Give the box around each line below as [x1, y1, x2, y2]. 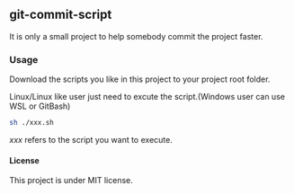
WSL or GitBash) [9, 101, 71, 111]
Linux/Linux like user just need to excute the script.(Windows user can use [9, 92, 286, 102]
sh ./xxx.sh [9, 119, 54, 128]
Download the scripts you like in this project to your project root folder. [9, 74, 271, 84]
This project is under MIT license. [9, 175, 133, 186]
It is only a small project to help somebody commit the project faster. [9, 31, 263, 41]
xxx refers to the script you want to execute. [9, 134, 173, 145]
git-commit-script [9, 7, 112, 22]
